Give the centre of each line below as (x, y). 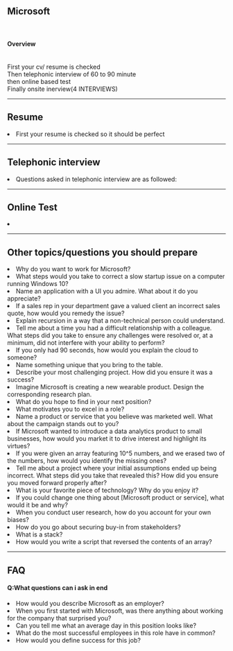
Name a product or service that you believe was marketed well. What (115, 416)
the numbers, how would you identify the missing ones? (87, 461)
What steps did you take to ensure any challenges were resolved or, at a (110, 335)
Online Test (32, 208)
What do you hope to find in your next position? (84, 402)
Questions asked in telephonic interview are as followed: (96, 179)
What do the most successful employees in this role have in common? (116, 633)
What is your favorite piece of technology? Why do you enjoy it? (107, 490)
